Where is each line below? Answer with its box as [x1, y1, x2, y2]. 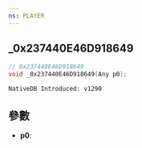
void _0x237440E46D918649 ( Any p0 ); [8, 70, 128, 79]
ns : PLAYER [8, 11, 45, 20]
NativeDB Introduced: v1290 [8, 85, 103, 93]
